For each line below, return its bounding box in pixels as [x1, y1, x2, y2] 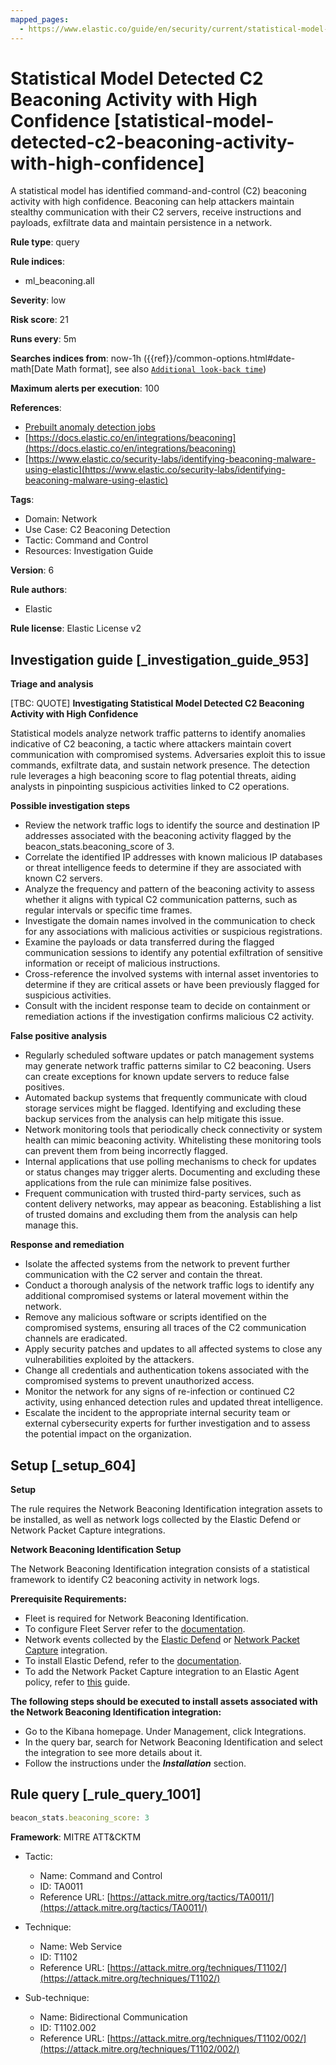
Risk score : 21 [10, 314, 69, 326]
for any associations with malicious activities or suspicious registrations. [24, 926, 323, 938]
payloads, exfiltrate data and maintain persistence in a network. [10, 217, 273, 229]
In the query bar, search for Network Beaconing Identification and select [24, 1736, 323, 1748]
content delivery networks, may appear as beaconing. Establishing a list [24, 1198, 322, 1210]
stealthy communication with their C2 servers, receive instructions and [10, 206, 302, 218]
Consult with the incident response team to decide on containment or [24, 1000, 311, 1012]
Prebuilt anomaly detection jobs [24, 421, 156, 433]
